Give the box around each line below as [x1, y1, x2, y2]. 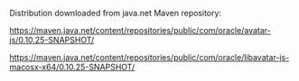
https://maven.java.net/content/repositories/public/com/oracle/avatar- [9, 25, 271, 35]
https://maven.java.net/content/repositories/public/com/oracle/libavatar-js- [9, 52, 290, 62]
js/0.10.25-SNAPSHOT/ [9, 35, 95, 45]
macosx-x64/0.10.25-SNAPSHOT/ [9, 62, 135, 72]
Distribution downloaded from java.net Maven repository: [9, 8, 222, 18]
